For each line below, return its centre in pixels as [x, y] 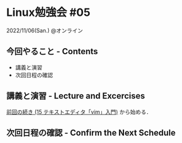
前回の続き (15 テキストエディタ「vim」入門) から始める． [79, 112]
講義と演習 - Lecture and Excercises [76, 96]
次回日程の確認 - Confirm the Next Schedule [91, 132]
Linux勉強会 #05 [48, 12]
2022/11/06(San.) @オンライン [45, 30]
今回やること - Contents [52, 51]
